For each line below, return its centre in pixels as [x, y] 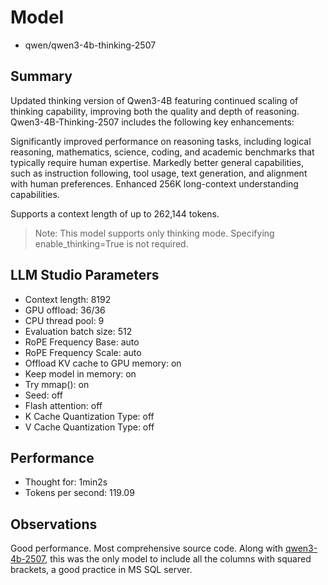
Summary [41, 76]
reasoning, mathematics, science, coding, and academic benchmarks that [162, 152]
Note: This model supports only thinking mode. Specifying [154, 233]
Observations [54, 524]
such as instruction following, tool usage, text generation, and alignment [159, 173]
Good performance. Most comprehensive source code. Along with [146, 548]
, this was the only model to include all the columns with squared [178, 559]
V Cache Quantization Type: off [89, 427]
